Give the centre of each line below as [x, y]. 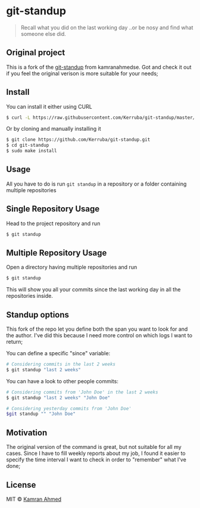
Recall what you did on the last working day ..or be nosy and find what [107, 27]
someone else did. [43, 33]
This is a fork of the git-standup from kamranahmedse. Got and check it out [99, 67]
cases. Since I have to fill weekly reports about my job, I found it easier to [96, 453]
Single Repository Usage [53, 209]
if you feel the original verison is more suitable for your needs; [82, 73]
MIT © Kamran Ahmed [34, 499]
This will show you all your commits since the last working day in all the [93, 290]
